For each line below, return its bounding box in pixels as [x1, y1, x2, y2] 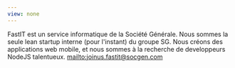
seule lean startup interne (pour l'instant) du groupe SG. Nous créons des [7, 37, 223, 46]
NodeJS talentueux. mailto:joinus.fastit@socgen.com [7, 52, 163, 61]
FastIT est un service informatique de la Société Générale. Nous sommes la [7, 30, 229, 38]
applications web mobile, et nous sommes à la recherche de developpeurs [7, 45, 226, 53]
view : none [7, 10, 40, 18]
